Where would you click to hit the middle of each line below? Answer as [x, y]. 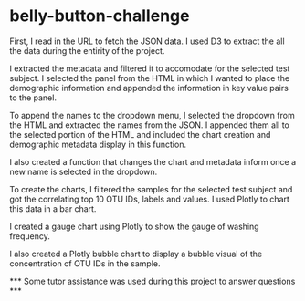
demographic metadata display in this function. [98, 144]
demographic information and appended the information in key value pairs [149, 88]
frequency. [30, 236]
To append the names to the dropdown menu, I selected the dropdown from [152, 115]
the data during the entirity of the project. [87, 50]
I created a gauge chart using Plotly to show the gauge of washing [134, 226]
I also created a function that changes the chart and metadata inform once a [153, 161]
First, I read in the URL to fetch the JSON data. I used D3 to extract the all [147, 41]
